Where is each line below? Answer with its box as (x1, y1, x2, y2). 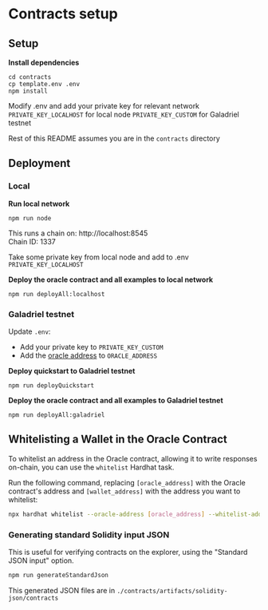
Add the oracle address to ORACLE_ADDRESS (19, 351, 158, 360)
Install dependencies (8, 57, 80, 67)
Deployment (8, 156, 71, 170)
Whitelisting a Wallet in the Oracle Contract (8, 433, 227, 446)
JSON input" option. (8, 556, 74, 565)
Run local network (8, 199, 70, 208)
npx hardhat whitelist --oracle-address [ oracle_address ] (8, 510, 205, 518)
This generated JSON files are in (8, 585, 116, 595)
